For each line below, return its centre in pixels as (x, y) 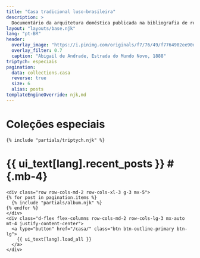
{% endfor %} (22, 208)
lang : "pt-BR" (24, 34)
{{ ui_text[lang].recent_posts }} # (90, 164)
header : (16, 39)
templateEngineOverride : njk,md (46, 95)
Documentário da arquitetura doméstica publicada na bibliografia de (99, 23)
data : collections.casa (41, 73)
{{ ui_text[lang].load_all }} (54, 239)
